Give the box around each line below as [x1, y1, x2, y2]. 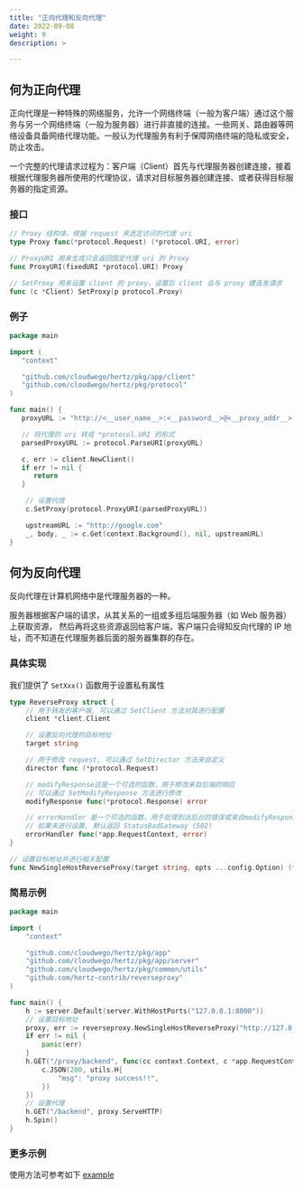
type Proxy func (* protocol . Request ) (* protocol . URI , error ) [9, 238, 241, 247]
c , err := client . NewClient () [21, 454, 135, 463]
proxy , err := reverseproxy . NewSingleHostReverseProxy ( [25, 1023, 241, 1033]
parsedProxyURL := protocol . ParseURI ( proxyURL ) [21, 438, 204, 447]
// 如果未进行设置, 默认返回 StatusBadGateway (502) [25, 821, 213, 831]
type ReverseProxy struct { [9, 697, 115, 707]
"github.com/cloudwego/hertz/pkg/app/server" [25, 957, 200, 966]
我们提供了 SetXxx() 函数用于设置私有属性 [9, 679, 165, 690]
